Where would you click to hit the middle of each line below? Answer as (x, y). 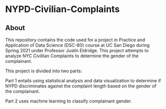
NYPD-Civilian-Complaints (62, 9)
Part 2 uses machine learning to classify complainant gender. (69, 101)
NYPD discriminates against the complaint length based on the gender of (81, 86)
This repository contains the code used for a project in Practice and (75, 40)
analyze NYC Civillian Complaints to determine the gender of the (72, 56)
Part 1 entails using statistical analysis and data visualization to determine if (83, 81)
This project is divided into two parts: (44, 71)
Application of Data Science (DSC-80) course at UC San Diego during (77, 45)
